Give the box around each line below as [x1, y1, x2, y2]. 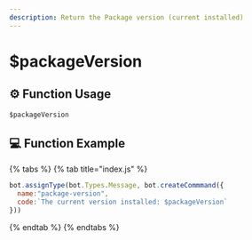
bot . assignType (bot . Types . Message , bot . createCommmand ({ [9, 181, 224, 190]
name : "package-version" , [17, 189, 109, 198]
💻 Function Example [9, 135, 126, 151]
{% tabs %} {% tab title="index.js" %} [9, 164, 148, 174]
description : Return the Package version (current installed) [9, 12, 244, 22]
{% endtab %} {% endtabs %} [9, 221, 120, 232]
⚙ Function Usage [9, 86, 112, 102]
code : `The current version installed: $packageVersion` [17, 197, 228, 207]
